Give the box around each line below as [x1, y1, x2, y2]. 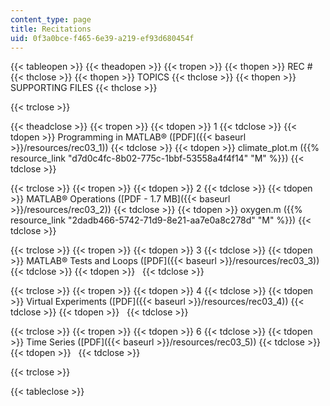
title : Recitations [10, 24, 92, 34]
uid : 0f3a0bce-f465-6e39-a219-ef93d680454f [10, 33, 195, 43]
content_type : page [10, 14, 92, 25]
